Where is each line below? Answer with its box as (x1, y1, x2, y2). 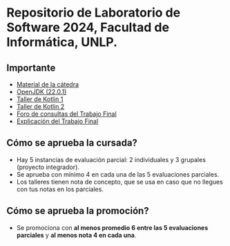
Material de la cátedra (16, 80, 79, 88)
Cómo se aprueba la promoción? (6, 205, 149, 217)
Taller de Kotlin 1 (16, 95, 64, 103)
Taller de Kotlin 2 (16, 103, 65, 110)
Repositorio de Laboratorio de (6, 5, 181, 21)
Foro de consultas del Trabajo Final (16, 109, 117, 118)
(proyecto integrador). (16, 163, 80, 171)
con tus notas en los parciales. (16, 185, 104, 193)
